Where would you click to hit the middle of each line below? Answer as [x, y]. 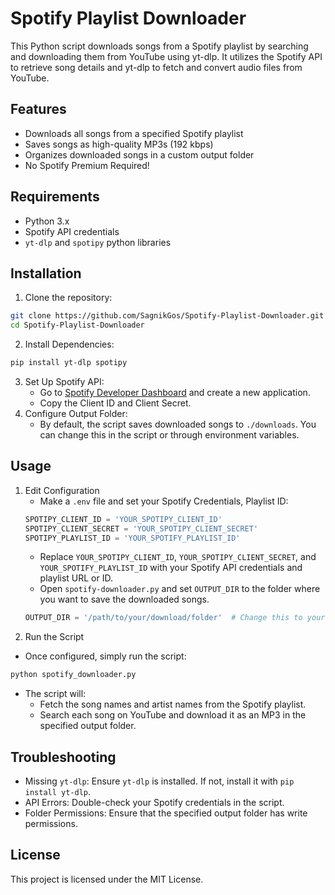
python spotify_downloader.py [73, 675]
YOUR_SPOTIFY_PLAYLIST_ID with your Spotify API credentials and [171, 568]
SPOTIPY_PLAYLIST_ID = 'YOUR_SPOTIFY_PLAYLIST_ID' [132, 538]
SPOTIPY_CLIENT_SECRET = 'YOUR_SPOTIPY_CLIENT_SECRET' [141, 528]
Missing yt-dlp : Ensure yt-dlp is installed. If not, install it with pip [159, 781]
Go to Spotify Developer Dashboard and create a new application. [175, 392]
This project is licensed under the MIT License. [107, 879]
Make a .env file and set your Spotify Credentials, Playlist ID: [164, 501]
